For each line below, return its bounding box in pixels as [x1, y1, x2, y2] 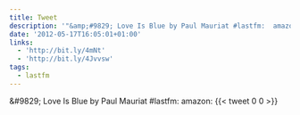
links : [9, 37, 34, 47]
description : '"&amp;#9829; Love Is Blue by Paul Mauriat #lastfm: [9, 21, 266, 30]
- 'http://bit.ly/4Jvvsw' [17, 54, 114, 63]
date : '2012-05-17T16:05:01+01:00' [9, 29, 142, 38]
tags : [9, 63, 29, 72]
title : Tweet [9, 12, 58, 22]
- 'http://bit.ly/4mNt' [17, 46, 105, 55]
